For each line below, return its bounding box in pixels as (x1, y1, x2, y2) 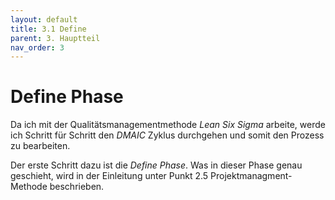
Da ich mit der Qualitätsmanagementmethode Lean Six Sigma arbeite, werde (10, 119, 326, 131)
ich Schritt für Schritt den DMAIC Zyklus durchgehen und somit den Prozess (10, 129, 325, 141)
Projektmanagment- (210, 170, 293, 182)
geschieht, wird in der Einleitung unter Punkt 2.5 (10, 170, 209, 182)
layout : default (10, 14, 78, 25)
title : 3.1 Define (10, 24, 87, 34)
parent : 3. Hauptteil (10, 33, 101, 43)
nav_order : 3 (10, 42, 65, 53)
